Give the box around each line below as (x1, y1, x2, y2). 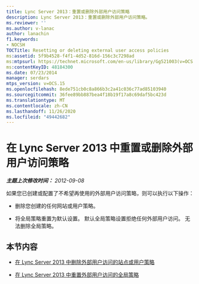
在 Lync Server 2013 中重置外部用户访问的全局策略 (14, 271, 139, 278)
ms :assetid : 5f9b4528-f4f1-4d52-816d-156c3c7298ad (6, 53, 135, 59)
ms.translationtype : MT (6, 97, 66, 103)
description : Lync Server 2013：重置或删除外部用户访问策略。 (6, 14, 150, 20)
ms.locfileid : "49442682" (6, 114, 70, 120)
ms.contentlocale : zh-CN (6, 102, 68, 109)
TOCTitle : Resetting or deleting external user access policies (6, 48, 169, 54)
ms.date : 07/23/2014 (6, 70, 58, 76)
